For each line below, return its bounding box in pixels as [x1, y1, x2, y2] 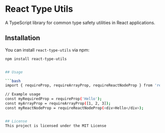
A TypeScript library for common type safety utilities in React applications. [5, 20, 156, 26]
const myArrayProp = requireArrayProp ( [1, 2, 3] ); [5, 101, 111, 106]
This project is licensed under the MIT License [5, 123, 107, 128]
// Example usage [5, 92, 41, 97]
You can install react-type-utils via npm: [5, 47, 90, 53]
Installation [5, 34, 40, 42]
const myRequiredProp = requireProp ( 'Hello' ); [5, 97, 102, 102]
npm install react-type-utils [5, 56, 67, 61]
